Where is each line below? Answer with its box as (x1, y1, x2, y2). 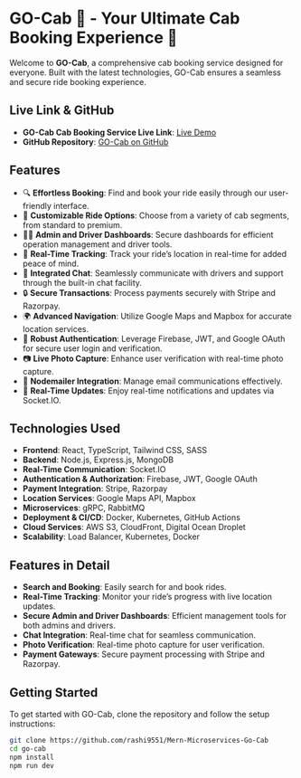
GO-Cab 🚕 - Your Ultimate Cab (9, 8, 240, 29)
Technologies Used (9, 421, 120, 436)
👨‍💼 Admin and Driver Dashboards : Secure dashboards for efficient (22, 229, 274, 240)
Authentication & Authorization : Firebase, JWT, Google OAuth (22, 474, 258, 485)
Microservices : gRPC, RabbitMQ (22, 502, 146, 514)
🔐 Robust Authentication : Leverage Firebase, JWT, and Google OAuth (22, 333, 286, 344)
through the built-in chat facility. (22, 277, 143, 288)
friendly (22, 200, 52, 211)
